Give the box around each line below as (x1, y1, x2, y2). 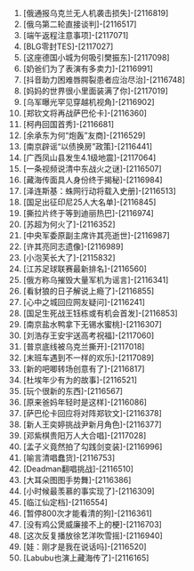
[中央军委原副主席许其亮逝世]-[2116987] (22, 230, 170, 240)
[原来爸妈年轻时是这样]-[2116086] (22, 397, 148, 407)
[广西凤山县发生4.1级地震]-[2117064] (22, 152, 157, 163)
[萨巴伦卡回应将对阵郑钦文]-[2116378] (22, 408, 163, 418)
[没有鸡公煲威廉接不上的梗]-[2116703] (22, 519, 163, 529)
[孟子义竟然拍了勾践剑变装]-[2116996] (22, 441, 163, 452)
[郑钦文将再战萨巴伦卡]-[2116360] (22, 108, 148, 118)
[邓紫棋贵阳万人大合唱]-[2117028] (22, 430, 147, 440)
